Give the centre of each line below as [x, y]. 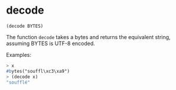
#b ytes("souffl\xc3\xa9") [38, 71]
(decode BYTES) [25, 26]
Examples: [19, 54]
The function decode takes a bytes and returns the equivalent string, [88, 37]
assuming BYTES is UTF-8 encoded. [51, 43]
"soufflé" [18, 82]
